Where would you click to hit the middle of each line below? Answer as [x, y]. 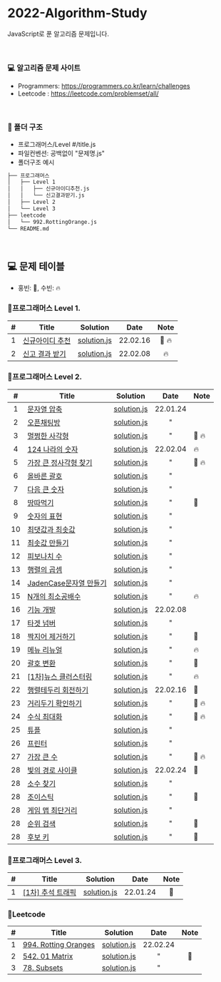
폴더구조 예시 [36, 162]
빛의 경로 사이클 [52, 770]
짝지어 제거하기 [52, 636]
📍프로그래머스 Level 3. [45, 860]
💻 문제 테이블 [36, 266]
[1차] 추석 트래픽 [50, 893]
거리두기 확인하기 [55, 703]
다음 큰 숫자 [46, 489]
